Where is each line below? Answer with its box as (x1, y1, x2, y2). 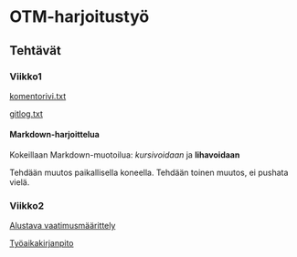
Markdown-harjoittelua (9, 129, 101, 140)
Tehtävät (9, 43, 61, 58)
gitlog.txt (9, 108, 44, 119)
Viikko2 (9, 200, 45, 211)
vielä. (9, 177, 30, 188)
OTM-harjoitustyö (9, 6, 150, 27)
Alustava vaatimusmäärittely (9, 221, 116, 231)
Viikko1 (9, 70, 43, 83)
